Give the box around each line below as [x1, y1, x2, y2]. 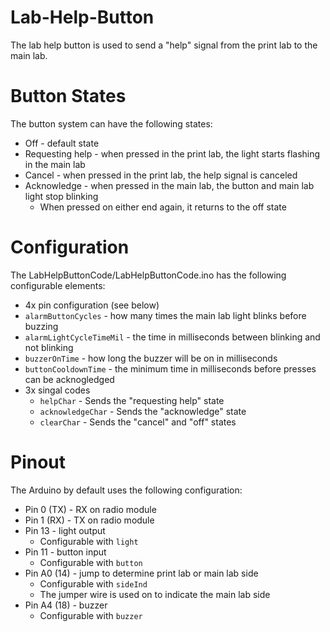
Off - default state [24, 137, 100, 149]
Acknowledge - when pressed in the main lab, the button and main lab [24, 179, 315, 191]
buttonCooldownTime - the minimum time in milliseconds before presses [24, 362, 317, 375]
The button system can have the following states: [10, 117, 213, 130]
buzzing [24, 320, 59, 332]
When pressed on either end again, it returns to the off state [39, 201, 287, 213]
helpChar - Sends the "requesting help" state [39, 394, 225, 406]
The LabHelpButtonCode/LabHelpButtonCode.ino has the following [10, 269, 287, 281]
